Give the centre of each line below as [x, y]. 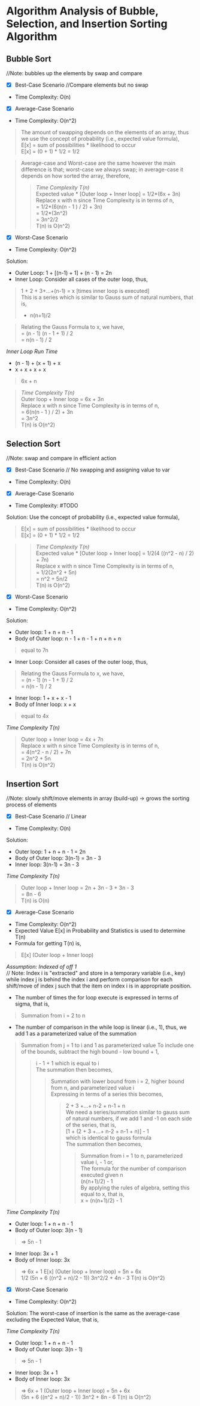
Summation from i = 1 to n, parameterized [131, 1156]
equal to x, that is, [102, 1194]
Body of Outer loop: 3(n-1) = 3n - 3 [58, 858]
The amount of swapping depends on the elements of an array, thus [105, 132]
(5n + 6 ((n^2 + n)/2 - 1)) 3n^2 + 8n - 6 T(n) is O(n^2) [86, 1397]
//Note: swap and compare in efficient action [61, 458]
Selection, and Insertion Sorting [87, 24]
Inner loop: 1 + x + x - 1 [43, 698]
